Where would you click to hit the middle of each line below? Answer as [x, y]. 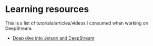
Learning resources [47, 9]
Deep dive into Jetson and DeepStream [54, 38]
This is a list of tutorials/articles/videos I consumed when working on [77, 23]
